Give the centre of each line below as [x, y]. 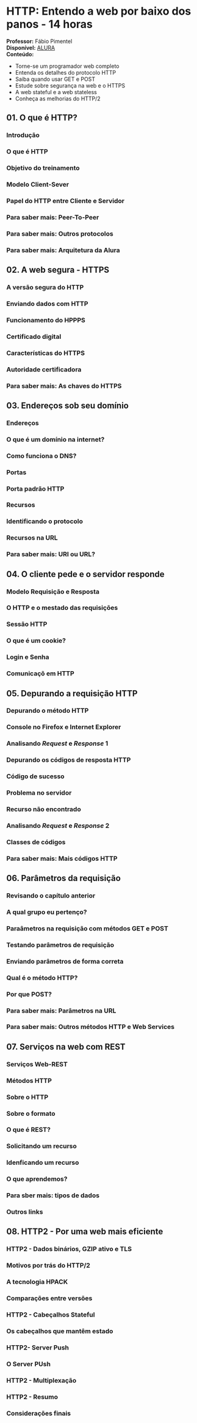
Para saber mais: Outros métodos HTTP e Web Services [91, 1027]
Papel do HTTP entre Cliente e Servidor [66, 201]
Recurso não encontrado [44, 809]
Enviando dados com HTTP [47, 303]
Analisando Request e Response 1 [57, 743]
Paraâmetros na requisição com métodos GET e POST [88, 928]
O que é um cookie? [36, 641]
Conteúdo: [20, 54]
